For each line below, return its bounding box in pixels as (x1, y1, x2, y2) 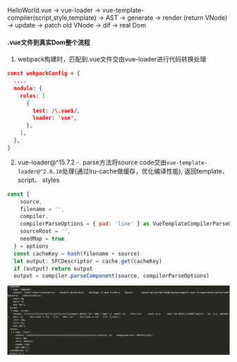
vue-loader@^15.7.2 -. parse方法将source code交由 (17, 158, 167, 167)
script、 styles (17, 176, 60, 184)
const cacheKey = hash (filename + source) (13, 250, 140, 257)
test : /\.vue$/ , (32, 107, 80, 114)
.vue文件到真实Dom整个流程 (7, 38, 90, 47)
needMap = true (20, 236, 65, 243)
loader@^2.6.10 (17, 168, 63, 175)
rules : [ (20, 92, 46, 99)
